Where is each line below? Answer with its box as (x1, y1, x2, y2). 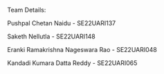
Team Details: (7, 6, 46, 14)
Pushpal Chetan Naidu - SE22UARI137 (7, 19, 116, 27)
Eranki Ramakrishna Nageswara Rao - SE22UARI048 (7, 46, 158, 53)
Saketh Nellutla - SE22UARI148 (7, 32, 95, 40)
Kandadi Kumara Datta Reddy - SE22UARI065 (7, 59, 138, 67)
